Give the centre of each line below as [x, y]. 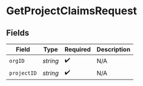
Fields [18, 33]
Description [114, 50]
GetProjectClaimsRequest [71, 11]
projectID [23, 73]
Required [78, 50]
